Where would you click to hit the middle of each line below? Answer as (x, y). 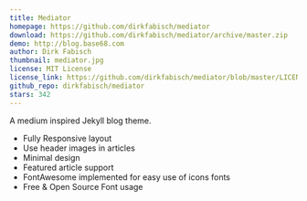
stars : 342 (30, 94)
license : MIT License (51, 69)
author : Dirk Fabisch (51, 52)
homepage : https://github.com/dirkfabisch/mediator (110, 26)
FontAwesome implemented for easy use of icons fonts (127, 177)
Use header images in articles (79, 148)
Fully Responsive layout (67, 138)
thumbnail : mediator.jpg (57, 60)
